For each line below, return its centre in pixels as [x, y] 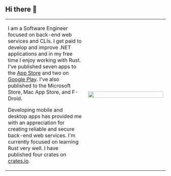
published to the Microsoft [39, 86]
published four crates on [37, 155]
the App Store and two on [38, 73]
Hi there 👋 [21, 9]
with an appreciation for [36, 122]
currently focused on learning [43, 142]
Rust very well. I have [33, 148]
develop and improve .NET [39, 47]
